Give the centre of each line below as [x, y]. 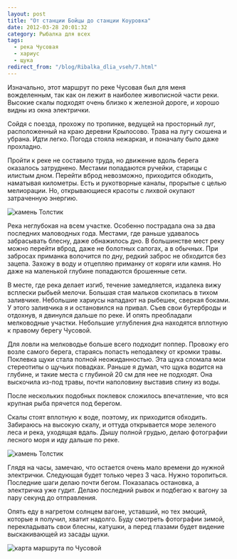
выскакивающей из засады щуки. [58, 534]
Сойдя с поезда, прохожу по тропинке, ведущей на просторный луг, [111, 124]
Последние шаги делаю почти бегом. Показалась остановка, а [103, 482]
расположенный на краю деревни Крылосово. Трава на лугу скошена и [117, 131]
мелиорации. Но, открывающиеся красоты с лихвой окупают [101, 190]
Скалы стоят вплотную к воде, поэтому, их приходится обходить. [107, 417]
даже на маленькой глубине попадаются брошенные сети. [97, 271]
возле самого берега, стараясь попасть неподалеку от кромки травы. [115, 351]
